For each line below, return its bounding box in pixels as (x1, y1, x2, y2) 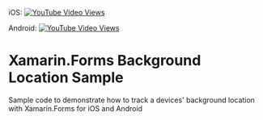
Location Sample (8, 68, 124, 87)
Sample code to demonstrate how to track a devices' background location (8, 95, 255, 105)
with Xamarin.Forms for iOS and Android (8, 103, 143, 113)
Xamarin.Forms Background (8, 52, 201, 70)
